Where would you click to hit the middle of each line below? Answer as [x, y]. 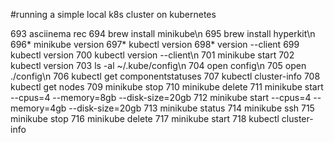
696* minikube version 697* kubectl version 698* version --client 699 [155, 44]
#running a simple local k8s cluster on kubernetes [113, 14]
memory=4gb [38, 108]
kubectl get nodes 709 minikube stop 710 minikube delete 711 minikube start [167, 87]
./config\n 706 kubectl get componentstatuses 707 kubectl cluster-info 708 [165, 76]
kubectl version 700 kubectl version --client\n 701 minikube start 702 [152, 55]
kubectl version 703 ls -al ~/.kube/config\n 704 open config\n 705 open [158, 65]
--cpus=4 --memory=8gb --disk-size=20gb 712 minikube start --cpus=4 [161, 97]
